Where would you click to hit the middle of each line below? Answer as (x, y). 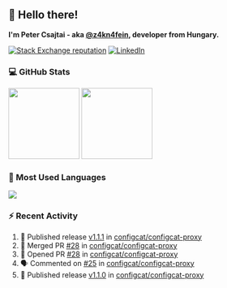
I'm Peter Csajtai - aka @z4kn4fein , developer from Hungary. (114, 34)
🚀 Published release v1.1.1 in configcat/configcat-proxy (111, 237)
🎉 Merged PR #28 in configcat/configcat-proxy (99, 245)
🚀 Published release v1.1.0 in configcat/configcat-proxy (112, 275)
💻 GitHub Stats (39, 71)
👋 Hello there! (43, 15)
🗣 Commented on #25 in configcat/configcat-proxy (107, 263)
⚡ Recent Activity (43, 216)
